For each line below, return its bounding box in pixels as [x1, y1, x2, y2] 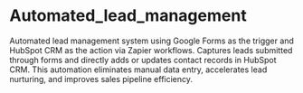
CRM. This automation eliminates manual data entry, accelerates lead [9, 64, 268, 75]
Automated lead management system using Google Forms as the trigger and [9, 35, 294, 46]
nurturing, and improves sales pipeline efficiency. [9, 73, 193, 84]
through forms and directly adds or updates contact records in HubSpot [9, 54, 278, 65]
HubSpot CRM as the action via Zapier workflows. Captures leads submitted [9, 44, 293, 55]
